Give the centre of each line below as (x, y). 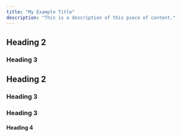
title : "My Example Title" (41, 12)
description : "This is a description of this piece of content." (91, 18)
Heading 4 (20, 127)
